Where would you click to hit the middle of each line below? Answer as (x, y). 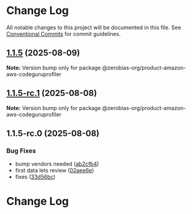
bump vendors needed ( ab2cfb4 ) (57, 164)
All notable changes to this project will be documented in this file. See (94, 27)
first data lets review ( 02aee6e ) (55, 170)
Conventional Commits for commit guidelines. (63, 33)
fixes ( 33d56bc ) (35, 177)
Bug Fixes (21, 151)
